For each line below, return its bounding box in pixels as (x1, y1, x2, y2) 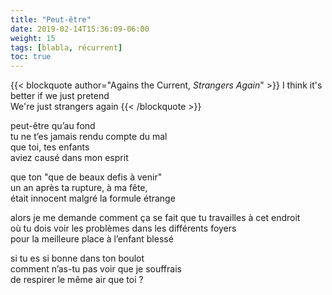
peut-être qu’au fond (10, 120, 96, 132)
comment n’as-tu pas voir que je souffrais (10, 263, 182, 275)
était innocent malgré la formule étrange (10, 192, 176, 205)
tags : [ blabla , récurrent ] (10, 42, 123, 53)
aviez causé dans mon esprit (10, 152, 129, 164)
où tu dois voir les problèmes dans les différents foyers (10, 222, 237, 235)
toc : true (10, 52, 52, 62)
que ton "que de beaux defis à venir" (10, 171, 163, 183)
